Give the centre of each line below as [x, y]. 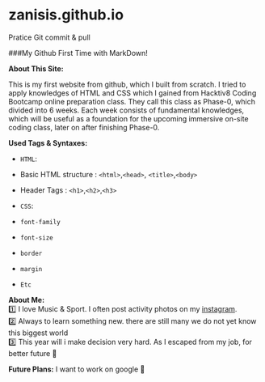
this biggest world [38, 333]
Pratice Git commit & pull [49, 37]
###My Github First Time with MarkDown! [78, 53]
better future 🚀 [33, 353]
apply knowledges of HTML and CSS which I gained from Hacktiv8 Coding [132, 93]
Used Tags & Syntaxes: [48, 142]
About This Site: [36, 68]
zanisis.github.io [66, 15]
